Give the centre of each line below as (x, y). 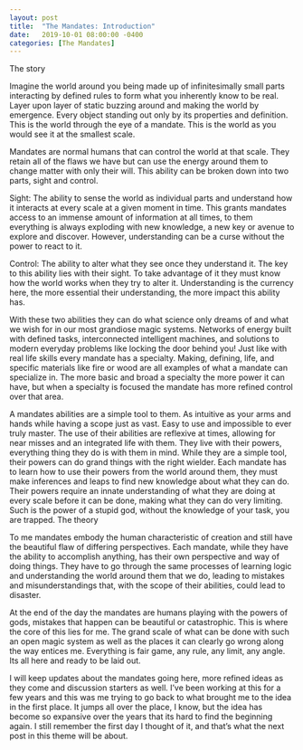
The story (27, 69)
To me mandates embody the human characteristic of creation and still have (151, 537)
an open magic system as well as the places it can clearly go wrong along (147, 641)
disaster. (25, 595)
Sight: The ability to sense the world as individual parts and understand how (151, 198)
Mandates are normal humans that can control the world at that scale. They (150, 152)
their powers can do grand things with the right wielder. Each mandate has (148, 462)
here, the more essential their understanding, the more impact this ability (145, 293)
